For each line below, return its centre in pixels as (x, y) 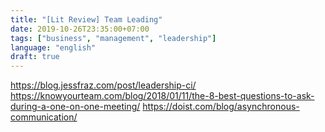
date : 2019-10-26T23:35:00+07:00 (80, 29)
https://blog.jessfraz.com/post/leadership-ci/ (103, 85)
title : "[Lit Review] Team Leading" (86, 19)
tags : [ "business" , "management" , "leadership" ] (113, 38)
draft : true (35, 57)
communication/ (44, 117)
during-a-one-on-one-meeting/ (75, 107)
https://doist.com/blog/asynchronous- (221, 107)
